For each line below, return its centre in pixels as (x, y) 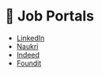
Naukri (27, 46)
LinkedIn (30, 38)
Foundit (29, 63)
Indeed (28, 54)
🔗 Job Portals (49, 16)
